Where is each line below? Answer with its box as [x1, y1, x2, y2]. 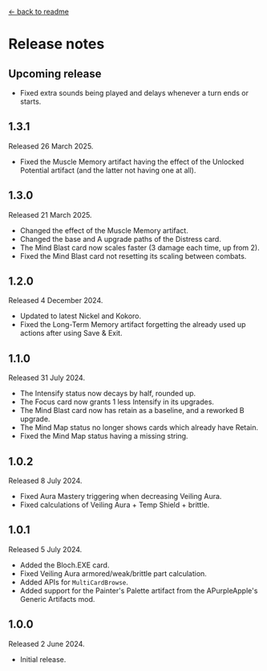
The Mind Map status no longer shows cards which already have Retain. [19, 423, 259, 432]
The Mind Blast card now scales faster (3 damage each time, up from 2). [19, 243, 260, 252]
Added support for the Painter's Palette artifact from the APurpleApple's [19, 586, 258, 595]
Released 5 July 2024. [8, 544, 83, 554]
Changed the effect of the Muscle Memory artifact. [19, 225, 188, 235]
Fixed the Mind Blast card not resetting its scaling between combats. [19, 251, 247, 260]
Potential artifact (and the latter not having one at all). [19, 165, 196, 175]
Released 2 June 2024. [8, 639, 85, 648]
